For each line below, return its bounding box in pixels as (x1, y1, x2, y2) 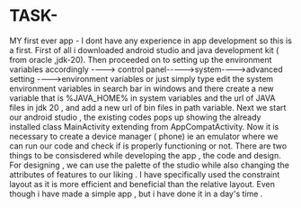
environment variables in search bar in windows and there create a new (9, 83, 274, 94)
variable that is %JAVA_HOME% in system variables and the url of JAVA (9, 92, 276, 104)
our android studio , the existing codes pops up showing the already (9, 112, 261, 122)
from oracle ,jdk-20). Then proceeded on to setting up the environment (9, 54, 272, 65)
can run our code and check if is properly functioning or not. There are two (9, 140, 288, 151)
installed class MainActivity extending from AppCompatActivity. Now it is (9, 121, 279, 131)
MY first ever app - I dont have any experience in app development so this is (9, 35, 292, 46)
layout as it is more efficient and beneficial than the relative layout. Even (9, 178, 276, 189)
